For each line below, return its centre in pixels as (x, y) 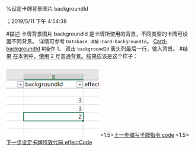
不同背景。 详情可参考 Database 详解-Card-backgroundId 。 (81, 41)
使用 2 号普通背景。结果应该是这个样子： (88, 56)
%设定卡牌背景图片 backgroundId (47, 9)
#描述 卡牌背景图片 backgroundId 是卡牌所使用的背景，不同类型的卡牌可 (95, 34)
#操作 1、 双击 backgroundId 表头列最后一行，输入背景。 (110, 49)
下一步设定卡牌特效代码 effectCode (49, 142)
